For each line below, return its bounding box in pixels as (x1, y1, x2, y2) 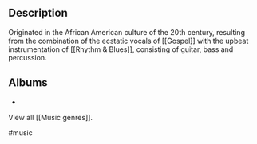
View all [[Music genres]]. (8, 112, 93, 122)
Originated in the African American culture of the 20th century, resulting (8, 27, 246, 37)
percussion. (8, 53, 47, 62)
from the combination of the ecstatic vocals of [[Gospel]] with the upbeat (8, 36, 249, 45)
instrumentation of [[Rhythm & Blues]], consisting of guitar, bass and (8, 44, 234, 54)
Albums (8, 76, 48, 90)
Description (8, 6, 68, 20)
